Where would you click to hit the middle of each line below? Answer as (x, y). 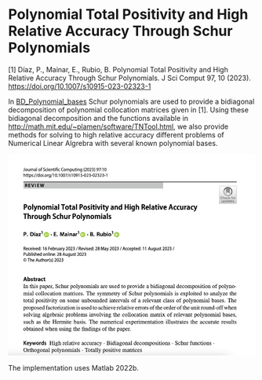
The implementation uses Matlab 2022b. (74, 367)
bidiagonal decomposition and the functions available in (98, 118)
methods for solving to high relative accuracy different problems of (116, 134)
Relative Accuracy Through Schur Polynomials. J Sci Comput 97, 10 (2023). (129, 78)
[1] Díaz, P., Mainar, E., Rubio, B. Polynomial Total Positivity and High (118, 69)
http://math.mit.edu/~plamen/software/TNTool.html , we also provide (118, 126)
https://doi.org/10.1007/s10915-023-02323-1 (80, 86)
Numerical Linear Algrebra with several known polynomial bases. (113, 143)
